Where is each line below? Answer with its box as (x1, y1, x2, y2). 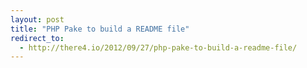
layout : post (10, 14, 65, 25)
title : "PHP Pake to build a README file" (10, 24, 190, 34)
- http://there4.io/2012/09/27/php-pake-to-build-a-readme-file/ (19, 42, 298, 53)
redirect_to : (10, 33, 65, 43)
